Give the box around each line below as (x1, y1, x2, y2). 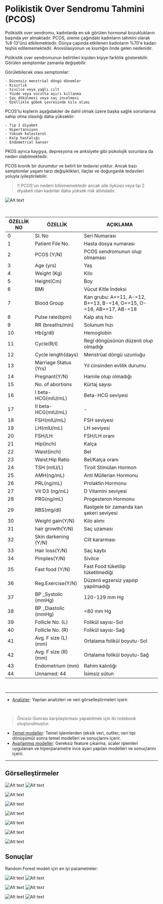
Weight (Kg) (34, 270, 62, 277)
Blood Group (34, 299, 64, 306)
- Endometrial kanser (5, 140, 49, 145)
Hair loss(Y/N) (34, 547, 68, 554)
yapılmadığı (84, 583, 110, 590)
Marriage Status (34, 359, 72, 366)
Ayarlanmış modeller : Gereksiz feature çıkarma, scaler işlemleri (12, 740, 138, 746)
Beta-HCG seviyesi (84, 392, 128, 398)
